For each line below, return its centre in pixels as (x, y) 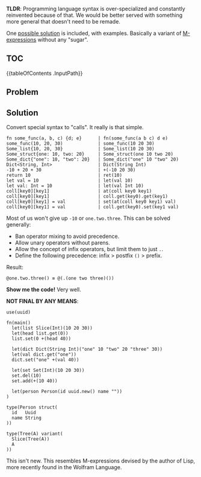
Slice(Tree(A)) (31, 439)
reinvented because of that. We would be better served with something (94, 15)
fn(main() (19, 323)
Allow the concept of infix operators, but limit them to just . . (89, 249)
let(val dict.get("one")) (44, 355)
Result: (15, 267)
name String (27, 418)
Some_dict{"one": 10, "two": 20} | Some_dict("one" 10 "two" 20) (93, 159)
